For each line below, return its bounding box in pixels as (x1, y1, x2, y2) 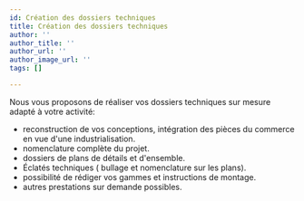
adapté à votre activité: (9, 106, 95, 117)
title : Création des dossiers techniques (9, 22, 169, 31)
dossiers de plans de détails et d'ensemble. (22, 152, 186, 163)
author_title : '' (9, 38, 75, 48)
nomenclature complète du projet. (22, 142, 150, 154)
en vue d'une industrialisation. (22, 133, 136, 144)
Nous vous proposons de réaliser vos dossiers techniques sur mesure (9, 96, 271, 107)
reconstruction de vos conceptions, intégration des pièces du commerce (22, 123, 295, 134)
